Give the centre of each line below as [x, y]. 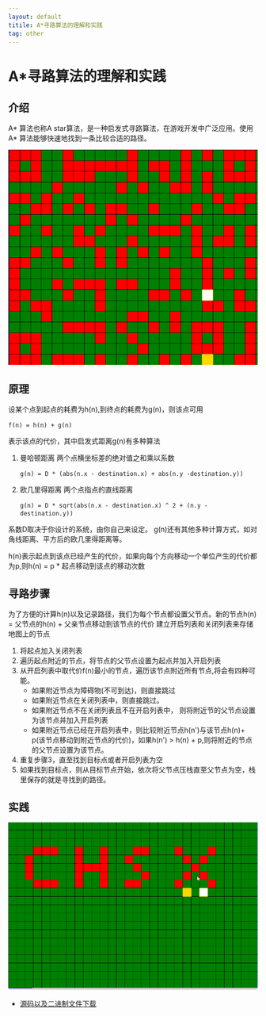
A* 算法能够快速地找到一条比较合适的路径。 [80, 138]
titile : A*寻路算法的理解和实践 [55, 25]
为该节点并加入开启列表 [70, 720]
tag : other [26, 33]
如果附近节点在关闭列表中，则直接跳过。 [97, 700]
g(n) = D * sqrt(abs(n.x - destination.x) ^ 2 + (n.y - [114, 506]
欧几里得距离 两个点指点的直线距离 [76, 490]
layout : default [35, 17]
